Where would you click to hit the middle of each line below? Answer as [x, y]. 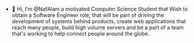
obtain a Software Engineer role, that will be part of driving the [88, 15]
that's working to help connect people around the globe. [80, 34]
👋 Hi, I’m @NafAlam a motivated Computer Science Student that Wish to [100, 9]
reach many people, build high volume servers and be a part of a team [98, 27]
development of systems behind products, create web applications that [99, 21]
